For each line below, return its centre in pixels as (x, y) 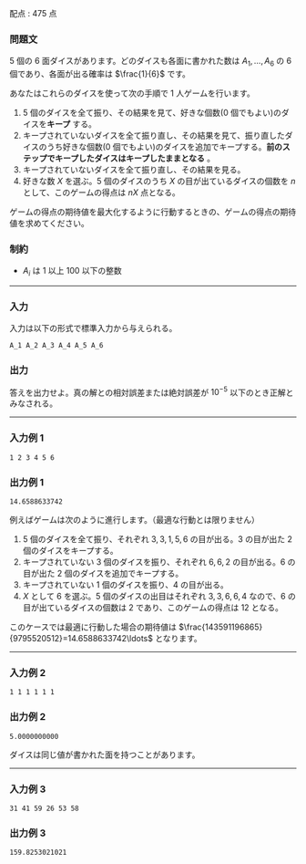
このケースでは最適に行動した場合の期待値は (93, 627)
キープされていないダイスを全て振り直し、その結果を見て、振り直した (153, 136)
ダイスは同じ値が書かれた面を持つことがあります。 (105, 755)
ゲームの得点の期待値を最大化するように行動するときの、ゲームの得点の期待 (153, 212)
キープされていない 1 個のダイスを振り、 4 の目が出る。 (126, 585)
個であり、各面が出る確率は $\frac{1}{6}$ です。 (100, 74)
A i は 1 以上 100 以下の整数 (72, 272)
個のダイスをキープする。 (70, 551)
